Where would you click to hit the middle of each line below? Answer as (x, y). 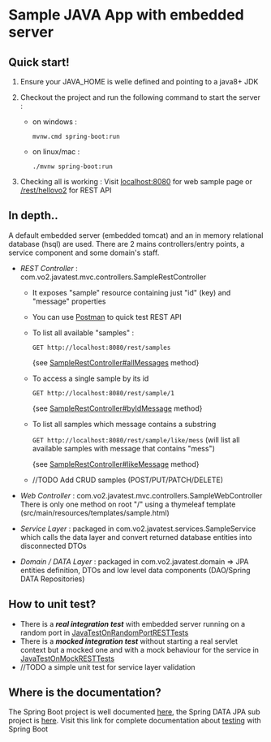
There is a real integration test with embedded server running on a (133, 623)
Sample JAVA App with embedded (127, 15)
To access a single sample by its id (90, 378)
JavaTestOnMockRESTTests (67, 658)
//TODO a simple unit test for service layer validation (108, 667)
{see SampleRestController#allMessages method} (116, 362)
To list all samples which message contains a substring (124, 424)
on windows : (54, 122)
